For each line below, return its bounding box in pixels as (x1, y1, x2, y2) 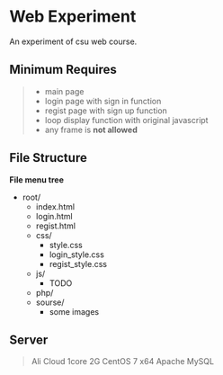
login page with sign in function (44, 95, 162, 106)
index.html (35, 201, 75, 212)
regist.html (35, 220, 76, 231)
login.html (35, 210, 74, 221)
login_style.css (49, 249, 105, 260)
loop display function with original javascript (44, 114, 209, 125)
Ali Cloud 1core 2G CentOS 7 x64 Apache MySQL (31, 356, 214, 367)
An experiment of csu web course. (9, 36, 138, 47)
